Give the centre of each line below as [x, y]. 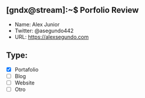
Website [24, 83]
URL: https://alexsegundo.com [52, 37]
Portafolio [27, 69]
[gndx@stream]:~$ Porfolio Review [72, 10]
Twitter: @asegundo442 [44, 31]
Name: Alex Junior [37, 24]
